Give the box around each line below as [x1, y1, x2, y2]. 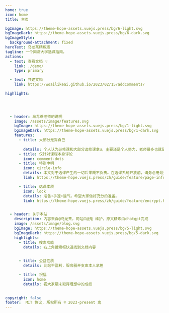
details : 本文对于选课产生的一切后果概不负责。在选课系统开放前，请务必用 [23, 170, 160, 176]
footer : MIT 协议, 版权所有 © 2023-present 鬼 [5, 300, 102, 305]
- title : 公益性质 [18, 258, 54, 264]
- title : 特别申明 [18, 161, 54, 166]
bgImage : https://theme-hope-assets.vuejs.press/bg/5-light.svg [14, 226, 152, 231]
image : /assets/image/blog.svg [14, 221, 80, 226]
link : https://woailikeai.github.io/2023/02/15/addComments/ [14, 82, 145, 87]
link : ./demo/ [14, 64, 44, 69]
